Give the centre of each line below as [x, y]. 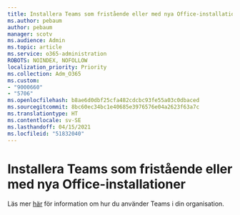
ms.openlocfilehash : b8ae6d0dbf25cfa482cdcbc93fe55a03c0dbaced [104, 101]
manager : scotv [30, 34]
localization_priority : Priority [57, 67]
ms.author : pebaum [35, 21]
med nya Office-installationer [97, 184]
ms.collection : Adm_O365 [44, 74]
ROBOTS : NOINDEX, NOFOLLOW [47, 61]
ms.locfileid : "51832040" [46, 134]
